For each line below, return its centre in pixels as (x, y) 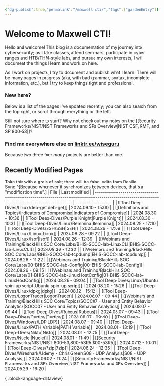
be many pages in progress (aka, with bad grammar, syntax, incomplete (77, 78)
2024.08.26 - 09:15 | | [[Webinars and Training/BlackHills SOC (68, 270)
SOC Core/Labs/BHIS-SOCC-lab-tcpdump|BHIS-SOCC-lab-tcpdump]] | (77, 254)
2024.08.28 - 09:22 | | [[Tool (89, 233)
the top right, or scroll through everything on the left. (58, 111)
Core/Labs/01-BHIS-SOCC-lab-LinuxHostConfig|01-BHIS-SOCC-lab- (75, 275)
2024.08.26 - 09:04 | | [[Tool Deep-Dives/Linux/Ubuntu (102, 280)
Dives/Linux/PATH (23, 327)
